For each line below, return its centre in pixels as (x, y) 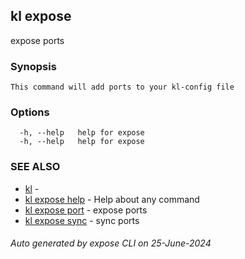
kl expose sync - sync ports (82, 220)
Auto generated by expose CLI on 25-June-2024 (111, 243)
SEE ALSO (35, 167)
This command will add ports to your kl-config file (122, 87)
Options (30, 112)
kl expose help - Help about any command (112, 199)
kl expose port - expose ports (86, 210)
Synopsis (33, 66)
